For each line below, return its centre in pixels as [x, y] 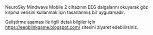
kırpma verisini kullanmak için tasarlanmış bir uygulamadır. [65, 12]
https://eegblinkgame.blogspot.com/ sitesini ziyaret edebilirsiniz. [72, 27]
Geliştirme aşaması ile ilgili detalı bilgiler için [50, 22]
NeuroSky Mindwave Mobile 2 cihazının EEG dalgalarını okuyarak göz [77, 7]
